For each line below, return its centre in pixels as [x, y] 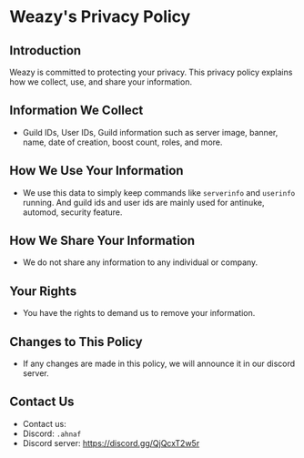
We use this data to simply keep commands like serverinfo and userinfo [159, 192]
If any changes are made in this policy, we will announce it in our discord [159, 364]
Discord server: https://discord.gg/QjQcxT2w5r [111, 443]
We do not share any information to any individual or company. [140, 262]
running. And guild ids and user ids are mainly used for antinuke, [143, 202]
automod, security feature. [72, 212]
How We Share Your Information [102, 241]
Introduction [46, 51]
